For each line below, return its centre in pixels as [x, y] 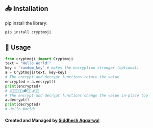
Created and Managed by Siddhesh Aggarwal [52, 120]
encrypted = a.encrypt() [30, 81]
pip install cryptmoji [28, 32]
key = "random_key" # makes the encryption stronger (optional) [72, 68]
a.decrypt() [17, 100]
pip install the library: [26, 23]
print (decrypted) [23, 105]
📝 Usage [18, 48]
